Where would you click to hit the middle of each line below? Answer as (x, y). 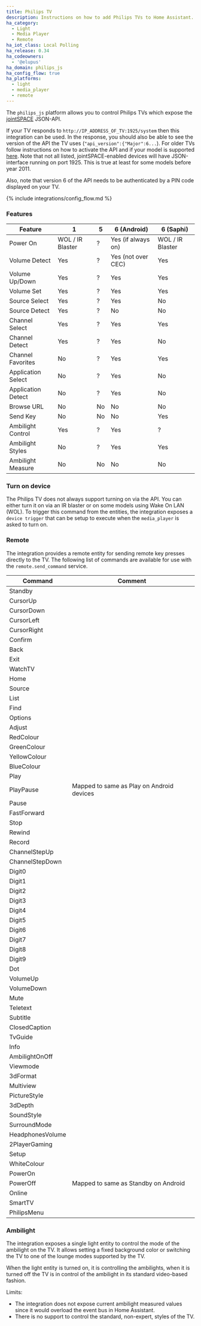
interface (17, 162)
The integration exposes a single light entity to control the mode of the (93, 1243)
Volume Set (25, 291)
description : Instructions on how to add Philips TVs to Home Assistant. (100, 17)
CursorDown (27, 611)
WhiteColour (27, 1163)
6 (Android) (131, 230)
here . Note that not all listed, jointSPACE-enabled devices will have (88, 156)
